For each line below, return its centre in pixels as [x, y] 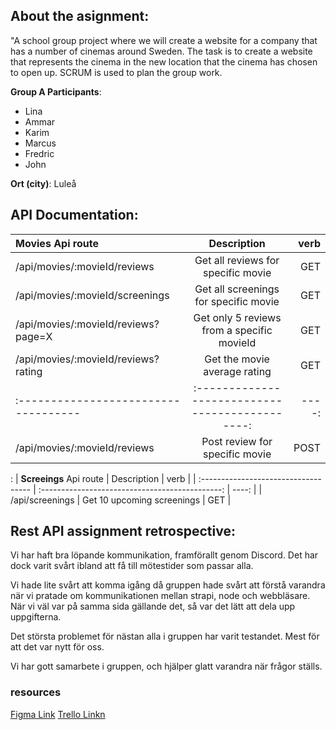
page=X [34, 336]
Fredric [39, 153]
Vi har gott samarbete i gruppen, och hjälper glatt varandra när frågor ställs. [166, 666]
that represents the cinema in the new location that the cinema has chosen [164, 61]
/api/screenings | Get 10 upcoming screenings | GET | [121, 500]
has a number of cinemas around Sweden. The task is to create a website [161, 51]
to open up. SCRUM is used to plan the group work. [116, 72]
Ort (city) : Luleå [43, 183]
